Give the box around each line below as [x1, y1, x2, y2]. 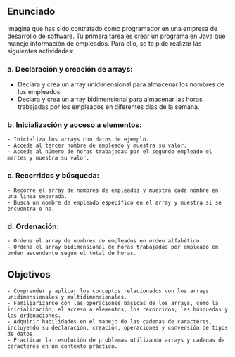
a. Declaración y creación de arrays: [7, 64, 134, 74]
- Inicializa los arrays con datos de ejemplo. [7, 136, 150, 143]
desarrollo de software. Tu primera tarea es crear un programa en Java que [7, 32, 226, 40]
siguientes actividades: [7, 46, 75, 55]
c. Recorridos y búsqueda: [7, 171, 100, 181]
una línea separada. [7, 193, 68, 200]
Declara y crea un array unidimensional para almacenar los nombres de [17, 80, 225, 89]
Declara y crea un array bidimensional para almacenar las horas [17, 95, 203, 104]
